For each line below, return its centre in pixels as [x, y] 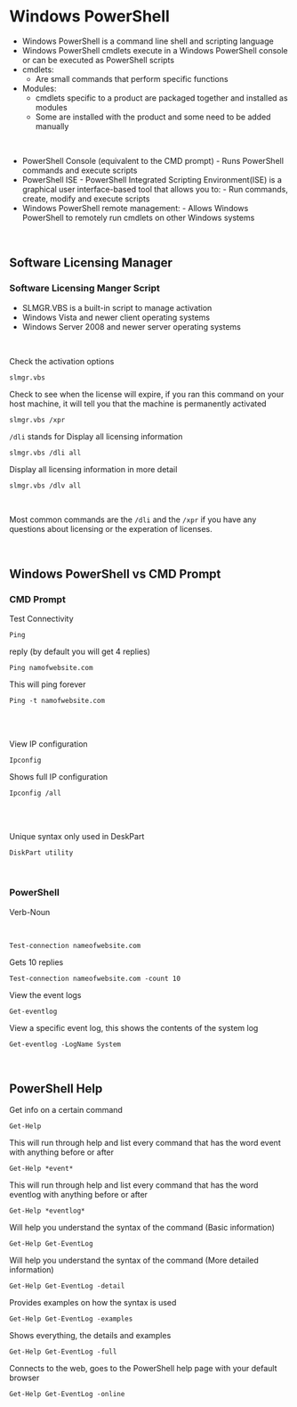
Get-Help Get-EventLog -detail [67, 1286]
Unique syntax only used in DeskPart [77, 837]
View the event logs [45, 994]
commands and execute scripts [80, 170]
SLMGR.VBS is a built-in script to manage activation [117, 307]
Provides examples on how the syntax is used [93, 1303]
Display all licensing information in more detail [93, 469]
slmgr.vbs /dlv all [45, 486]
